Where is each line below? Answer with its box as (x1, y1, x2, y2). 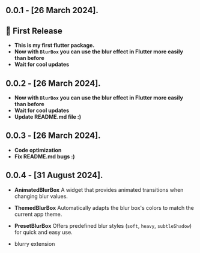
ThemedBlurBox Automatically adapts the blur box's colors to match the (14, 204, 195, 211)
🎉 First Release (5, 26, 62, 36)
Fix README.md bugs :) (14, 153, 76, 160)
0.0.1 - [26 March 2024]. (5, 5, 98, 16)
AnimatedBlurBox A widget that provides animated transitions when (14, 186, 184, 193)
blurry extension (14, 240, 55, 247)
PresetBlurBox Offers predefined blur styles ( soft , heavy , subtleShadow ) (14, 222, 192, 229)
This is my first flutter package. (14, 42, 95, 49)
